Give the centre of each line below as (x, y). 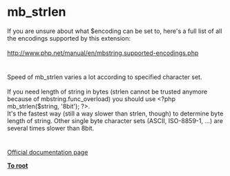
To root (18, 166)
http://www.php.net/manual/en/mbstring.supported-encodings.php (103, 53)
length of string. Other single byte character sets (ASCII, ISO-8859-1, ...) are (115, 121)
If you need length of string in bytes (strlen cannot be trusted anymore (107, 92)
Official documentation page (48, 153)
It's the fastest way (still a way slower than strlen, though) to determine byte (115, 113)
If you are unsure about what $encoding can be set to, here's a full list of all (115, 31)
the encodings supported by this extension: (69, 38)
